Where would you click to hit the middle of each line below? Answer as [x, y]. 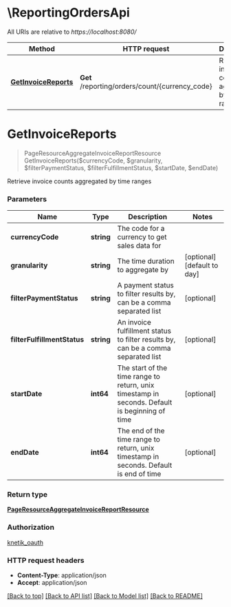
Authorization [31, 527]
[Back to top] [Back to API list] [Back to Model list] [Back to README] [105, 596]
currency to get [142, 237]
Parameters [27, 199]
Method [42, 48]
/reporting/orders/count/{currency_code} [146, 86]
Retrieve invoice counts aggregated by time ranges [79, 181]
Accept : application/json [52, 583]
